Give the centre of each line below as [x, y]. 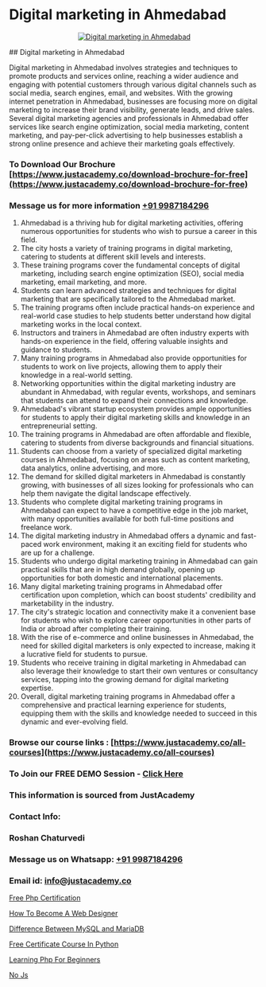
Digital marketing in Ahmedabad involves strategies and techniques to [123, 67]
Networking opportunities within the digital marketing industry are [128, 384]
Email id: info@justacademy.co [70, 880]
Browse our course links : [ [62, 743]
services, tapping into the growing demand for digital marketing [125, 680]
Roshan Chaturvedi [47, 837]
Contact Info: [35, 816]
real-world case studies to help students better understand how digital [136, 316]
